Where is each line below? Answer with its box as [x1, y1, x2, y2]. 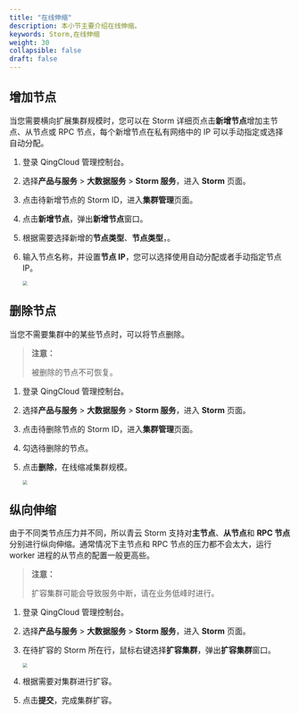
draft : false [9, 54, 58, 63]
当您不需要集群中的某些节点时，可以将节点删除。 [9, 328, 189, 339]
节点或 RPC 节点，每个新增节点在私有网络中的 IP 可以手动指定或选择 [32, 126, 284, 137]
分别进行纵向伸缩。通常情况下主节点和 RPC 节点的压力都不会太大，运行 [9, 539, 272, 550]
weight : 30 [9, 37, 50, 47]
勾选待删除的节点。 [21, 443, 94, 453]
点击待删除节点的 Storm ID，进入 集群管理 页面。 [21, 423, 198, 434]
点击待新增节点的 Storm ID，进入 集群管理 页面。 [21, 194, 198, 205]
